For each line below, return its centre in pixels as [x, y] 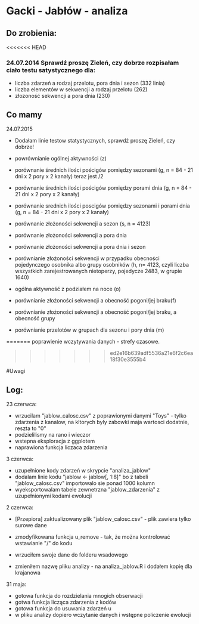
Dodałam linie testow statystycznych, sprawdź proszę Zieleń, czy [95, 141]
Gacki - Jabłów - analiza [67, 11]
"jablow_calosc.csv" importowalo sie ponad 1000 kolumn [85, 483]
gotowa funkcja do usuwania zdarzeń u [63, 608]
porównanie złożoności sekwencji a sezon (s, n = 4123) [83, 224]
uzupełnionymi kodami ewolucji [53, 496]
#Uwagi [16, 371]
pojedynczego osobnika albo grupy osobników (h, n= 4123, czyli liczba [102, 265]
